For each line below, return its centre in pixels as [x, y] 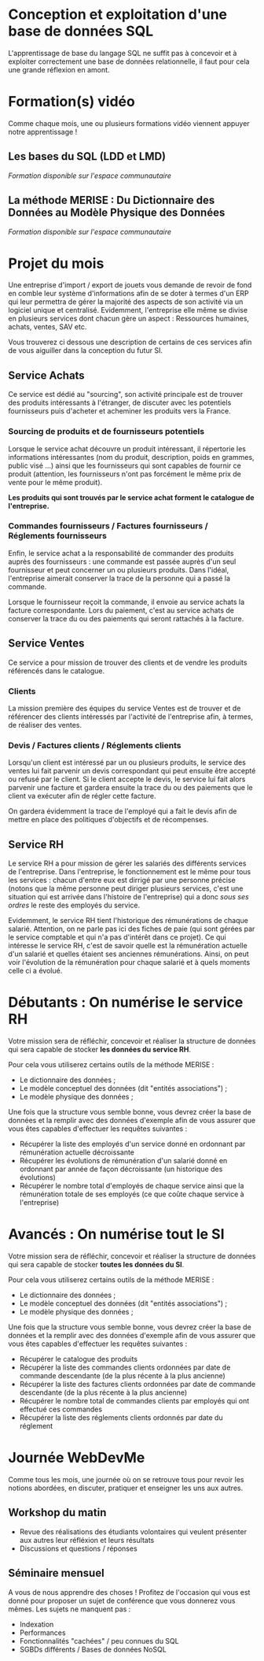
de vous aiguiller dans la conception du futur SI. [86, 350]
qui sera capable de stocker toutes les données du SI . [96, 1264]
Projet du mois [56, 263]
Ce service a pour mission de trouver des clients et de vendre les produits [128, 662]
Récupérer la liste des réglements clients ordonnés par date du [121, 1417]
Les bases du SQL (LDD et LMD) [87, 156]
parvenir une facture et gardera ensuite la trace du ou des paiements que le [130, 788]
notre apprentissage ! [43, 132]
